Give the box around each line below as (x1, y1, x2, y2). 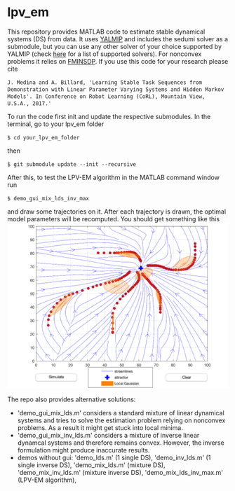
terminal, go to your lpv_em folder (7, 120, 105, 128)
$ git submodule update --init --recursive (7, 160, 137, 168)
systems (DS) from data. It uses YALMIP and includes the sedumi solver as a (7, 34, 229, 43)
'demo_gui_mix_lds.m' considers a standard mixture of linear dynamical (17, 408, 224, 417)
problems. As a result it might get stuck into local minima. (17, 423, 184, 431)
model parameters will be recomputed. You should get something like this (7, 214, 220, 223)
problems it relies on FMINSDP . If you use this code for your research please (7, 57, 229, 65)
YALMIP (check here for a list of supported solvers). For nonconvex (7, 50, 202, 58)
